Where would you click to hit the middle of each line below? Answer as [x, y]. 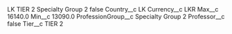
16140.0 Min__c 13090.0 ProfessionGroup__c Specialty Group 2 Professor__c [116, 16]
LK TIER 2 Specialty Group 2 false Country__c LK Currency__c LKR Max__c [113, 9]
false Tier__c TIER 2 [35, 24]
